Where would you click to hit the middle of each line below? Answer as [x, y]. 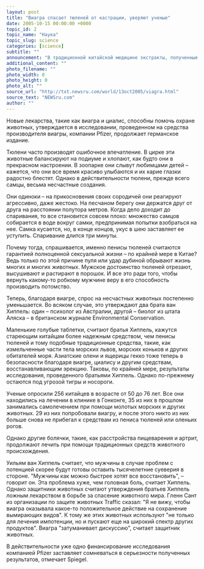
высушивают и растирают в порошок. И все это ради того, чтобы [92, 273]
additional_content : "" [37, 63]
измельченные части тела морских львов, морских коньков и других [97, 349]
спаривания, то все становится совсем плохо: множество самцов [93, 216]
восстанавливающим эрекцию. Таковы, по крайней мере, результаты [98, 369]
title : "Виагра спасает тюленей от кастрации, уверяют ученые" [89, 18]
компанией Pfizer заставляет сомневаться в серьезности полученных [98, 552]
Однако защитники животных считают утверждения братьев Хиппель [98, 489]
